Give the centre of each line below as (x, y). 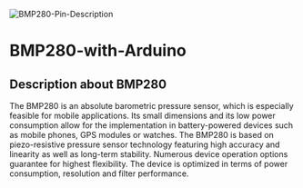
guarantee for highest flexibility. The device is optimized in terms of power (149, 164)
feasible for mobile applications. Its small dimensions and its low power (142, 115)
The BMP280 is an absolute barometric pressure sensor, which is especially (151, 106)
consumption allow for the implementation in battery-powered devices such (151, 125)
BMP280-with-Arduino (98, 51)
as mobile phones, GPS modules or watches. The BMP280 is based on (142, 135)
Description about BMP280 (88, 84)
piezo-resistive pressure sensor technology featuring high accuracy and (145, 144)
